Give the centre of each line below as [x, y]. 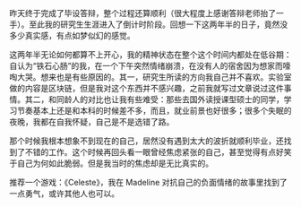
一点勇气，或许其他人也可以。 [64, 194]
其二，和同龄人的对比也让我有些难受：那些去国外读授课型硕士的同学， [154, 99]
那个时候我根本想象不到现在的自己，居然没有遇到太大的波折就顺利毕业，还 [146, 141]
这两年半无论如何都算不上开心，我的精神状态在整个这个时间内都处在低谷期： [150, 55]
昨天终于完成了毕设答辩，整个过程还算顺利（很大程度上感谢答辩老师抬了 [142, 13]
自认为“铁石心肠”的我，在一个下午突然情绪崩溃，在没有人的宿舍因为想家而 [146, 66]
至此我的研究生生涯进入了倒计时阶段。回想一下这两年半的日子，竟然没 [158, 24]
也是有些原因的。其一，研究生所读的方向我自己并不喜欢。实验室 [174, 77]
